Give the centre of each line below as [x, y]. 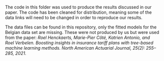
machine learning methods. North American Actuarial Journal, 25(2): [75, 48]
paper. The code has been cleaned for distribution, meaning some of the [79, 12]
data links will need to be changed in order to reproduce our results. [74, 17]
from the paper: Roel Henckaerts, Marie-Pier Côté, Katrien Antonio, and [78, 37]
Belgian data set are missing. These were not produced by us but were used [82, 32]
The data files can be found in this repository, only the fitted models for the [81, 27]
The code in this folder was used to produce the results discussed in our [78, 7]
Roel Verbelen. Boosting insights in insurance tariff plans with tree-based [79, 43]
